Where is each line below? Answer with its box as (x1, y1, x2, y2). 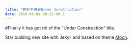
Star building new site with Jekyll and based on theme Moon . (5, 34, 129, 40)
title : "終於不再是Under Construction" (5, 7, 83, 12)
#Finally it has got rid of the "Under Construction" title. (5, 25, 115, 30)
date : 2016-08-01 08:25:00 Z (5, 12, 65, 16)
